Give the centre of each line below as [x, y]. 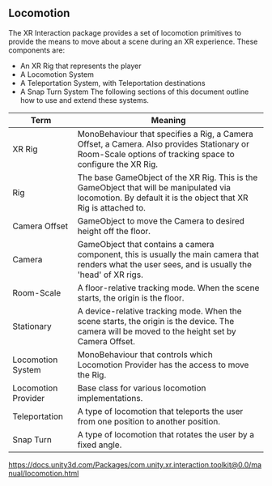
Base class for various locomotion [142, 388]
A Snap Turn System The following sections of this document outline [134, 92]
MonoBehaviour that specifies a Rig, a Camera [165, 134]
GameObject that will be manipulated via [154, 187]
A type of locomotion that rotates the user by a [166, 434]
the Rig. [92, 374]
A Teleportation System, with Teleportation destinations [113, 83]
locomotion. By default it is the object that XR [163, 198]
